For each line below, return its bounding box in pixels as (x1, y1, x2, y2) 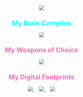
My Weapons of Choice (4, 46, 79, 54)
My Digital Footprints (8, 73, 75, 81)
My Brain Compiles (12, 19, 71, 27)
